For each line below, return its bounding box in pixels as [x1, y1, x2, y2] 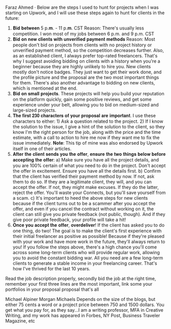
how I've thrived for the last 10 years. [12, 266, 91, 271]
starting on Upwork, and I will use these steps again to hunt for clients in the [5, 10, 165, 16]
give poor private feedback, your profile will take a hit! [12, 216, 126, 223]
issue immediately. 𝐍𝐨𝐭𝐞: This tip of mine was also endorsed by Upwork [12, 140, 163, 146]
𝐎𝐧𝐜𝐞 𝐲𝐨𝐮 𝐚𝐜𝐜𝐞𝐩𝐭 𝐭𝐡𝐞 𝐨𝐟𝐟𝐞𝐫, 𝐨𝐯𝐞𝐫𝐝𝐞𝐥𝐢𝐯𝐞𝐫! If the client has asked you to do [12, 222, 165, 228]
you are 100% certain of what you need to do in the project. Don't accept [12, 162, 166, 169]
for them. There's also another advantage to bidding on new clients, [12, 80, 155, 86]
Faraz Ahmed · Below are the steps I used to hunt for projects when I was [5, 5, 159, 10]
